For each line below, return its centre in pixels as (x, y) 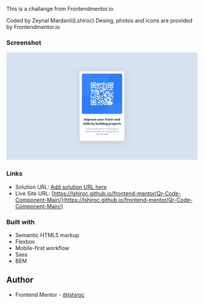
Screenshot (24, 42)
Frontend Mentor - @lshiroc (50, 294)
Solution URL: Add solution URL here (61, 187)
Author (20, 280)
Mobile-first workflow (42, 248)
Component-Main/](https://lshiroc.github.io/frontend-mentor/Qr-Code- (104, 200)
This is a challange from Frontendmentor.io (60, 9)
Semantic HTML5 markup (47, 235)
